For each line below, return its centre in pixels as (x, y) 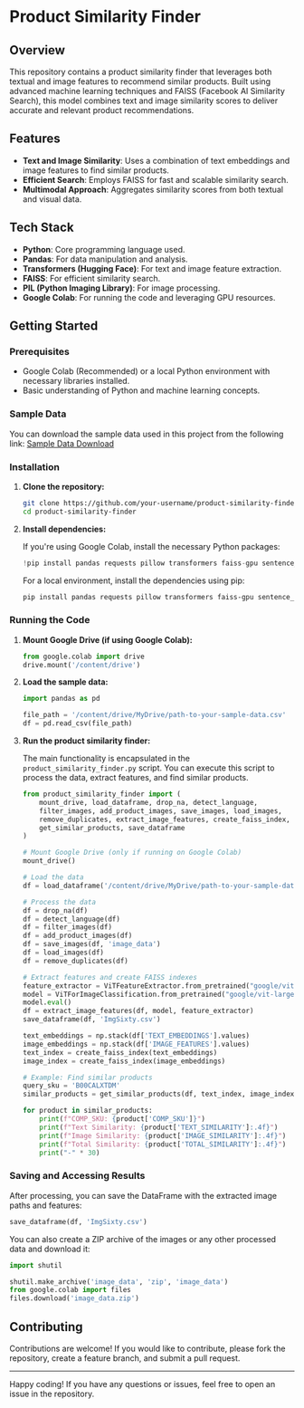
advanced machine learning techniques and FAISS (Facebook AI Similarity (147, 91)
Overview (38, 50)
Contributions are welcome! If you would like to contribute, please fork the (147, 1348)
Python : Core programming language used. (104, 249)
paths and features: (46, 1205)
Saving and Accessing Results (77, 1176)
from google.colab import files (70, 1290)
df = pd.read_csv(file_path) (77, 723)
